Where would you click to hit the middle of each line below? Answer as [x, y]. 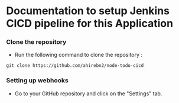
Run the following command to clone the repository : [79, 55]
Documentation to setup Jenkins [88, 11]
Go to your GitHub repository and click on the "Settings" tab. [88, 94]
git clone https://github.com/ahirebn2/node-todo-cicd [75, 66]
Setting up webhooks [38, 81]
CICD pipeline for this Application [89, 23]
